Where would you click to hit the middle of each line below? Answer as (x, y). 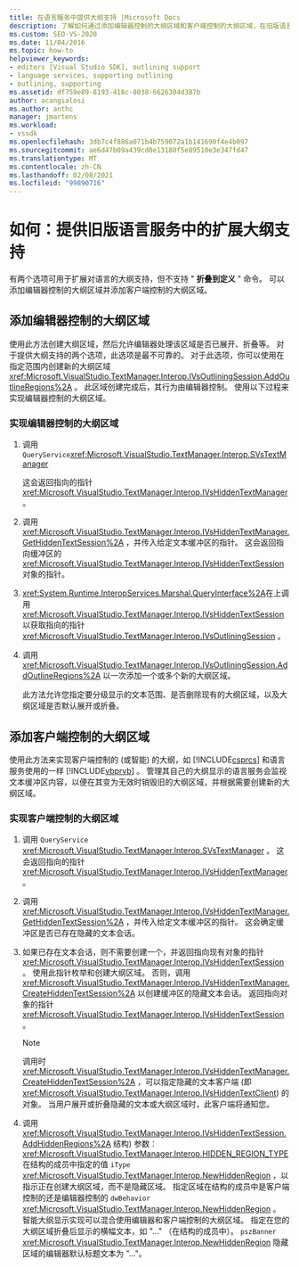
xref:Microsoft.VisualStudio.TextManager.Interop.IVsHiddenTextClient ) (150, 1093)
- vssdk (24, 134)
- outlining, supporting (55, 84)
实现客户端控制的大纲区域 (64, 819)
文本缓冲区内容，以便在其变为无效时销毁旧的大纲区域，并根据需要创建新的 (145, 782)
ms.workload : (33, 126)
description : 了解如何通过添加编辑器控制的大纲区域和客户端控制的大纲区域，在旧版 (145, 26)
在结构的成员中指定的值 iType (76, 1164)
